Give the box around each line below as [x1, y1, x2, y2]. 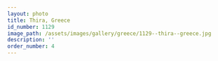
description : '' [7, 36, 55, 43]
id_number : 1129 [7, 23, 55, 30]
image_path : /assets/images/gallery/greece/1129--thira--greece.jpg [7, 29, 212, 37]
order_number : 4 [7, 43, 55, 50]
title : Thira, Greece [7, 17, 71, 24]
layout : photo [7, 10, 49, 18]
